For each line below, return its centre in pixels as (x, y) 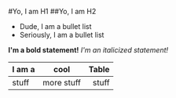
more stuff (62, 83)
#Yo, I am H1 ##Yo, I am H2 (52, 11)
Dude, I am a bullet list (55, 26)
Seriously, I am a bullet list (62, 35)
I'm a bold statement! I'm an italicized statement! (88, 50)
